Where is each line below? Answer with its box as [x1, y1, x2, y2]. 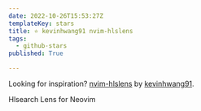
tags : [8, 34, 27, 43]
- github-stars [15, 42, 68, 50]
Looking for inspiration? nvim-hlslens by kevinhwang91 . [8, 79, 194, 88]
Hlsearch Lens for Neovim [8, 95, 96, 104]
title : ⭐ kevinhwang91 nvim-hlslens [8, 27, 133, 35]
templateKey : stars [8, 19, 75, 28]
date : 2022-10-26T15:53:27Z [8, 11, 104, 20]
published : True [8, 49, 63, 58]
